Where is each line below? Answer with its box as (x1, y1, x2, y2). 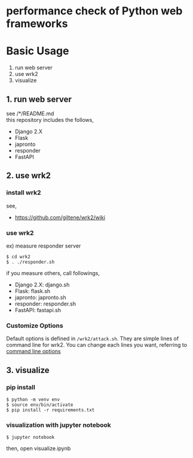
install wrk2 (6, 188, 41, 197)
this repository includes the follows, (6, 116, 94, 123)
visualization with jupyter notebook (6, 420, 112, 429)
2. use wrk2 (6, 170, 51, 181)
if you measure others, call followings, (6, 269, 100, 276)
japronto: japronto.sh (14, 294, 67, 301)
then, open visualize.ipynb (6, 445, 71, 452)
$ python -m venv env (6, 396, 60, 402)
